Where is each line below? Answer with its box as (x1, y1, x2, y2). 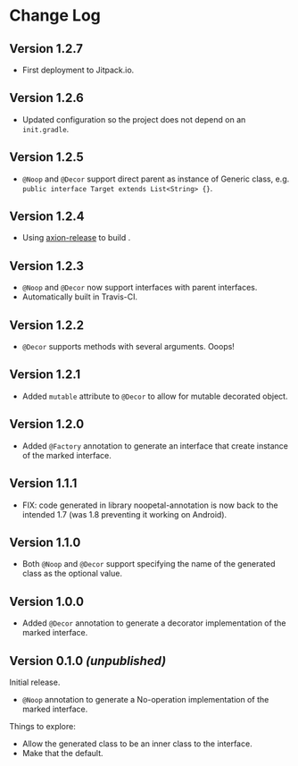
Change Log (9, 5, 101, 26)
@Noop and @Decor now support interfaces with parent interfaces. (21, 282, 258, 293)
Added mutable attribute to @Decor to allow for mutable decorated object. (21, 391, 288, 401)
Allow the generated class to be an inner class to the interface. (21, 738, 252, 749)
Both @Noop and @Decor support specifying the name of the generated (21, 559, 276, 569)
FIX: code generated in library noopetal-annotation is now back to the (21, 500, 278, 510)
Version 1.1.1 (9, 476, 78, 492)
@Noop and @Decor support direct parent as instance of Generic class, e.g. (21, 173, 290, 184)
